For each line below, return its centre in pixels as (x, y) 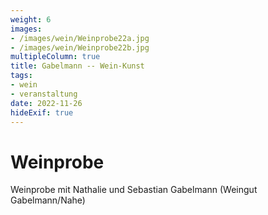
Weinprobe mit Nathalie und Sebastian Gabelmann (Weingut (134, 190)
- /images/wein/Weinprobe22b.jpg (80, 47)
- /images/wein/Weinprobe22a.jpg (80, 38)
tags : (21, 76)
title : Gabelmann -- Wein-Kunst (77, 66)
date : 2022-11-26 (46, 103)
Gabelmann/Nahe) (48, 200)
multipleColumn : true (55, 57)
